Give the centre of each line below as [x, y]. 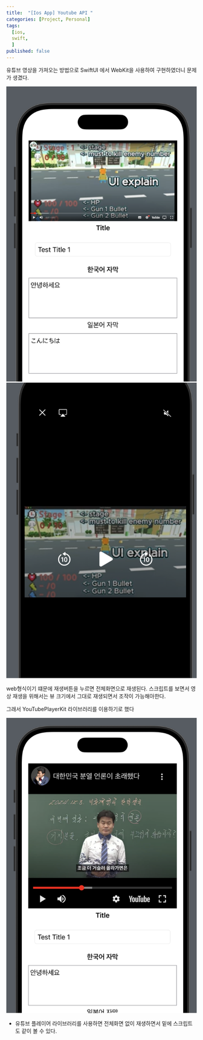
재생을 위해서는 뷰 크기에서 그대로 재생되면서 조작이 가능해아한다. [89, 696]
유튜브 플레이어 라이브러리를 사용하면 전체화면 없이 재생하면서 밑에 [93, 1024]
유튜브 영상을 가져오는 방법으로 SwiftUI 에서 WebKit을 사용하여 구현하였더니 [96, 70]
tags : [13, 25]
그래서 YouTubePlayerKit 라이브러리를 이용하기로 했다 [70, 709]
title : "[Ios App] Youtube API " [50, 13]
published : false [28, 52]
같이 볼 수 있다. [39, 1031]
